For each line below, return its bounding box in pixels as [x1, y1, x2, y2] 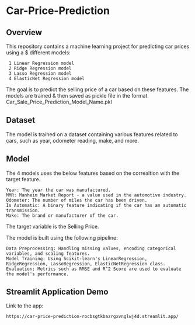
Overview [6, 27, 43, 37]
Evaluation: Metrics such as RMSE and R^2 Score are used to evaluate [6, 266, 182, 272]
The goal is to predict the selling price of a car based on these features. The [6, 86, 189, 93]
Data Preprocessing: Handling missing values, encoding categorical [6, 246, 176, 251]
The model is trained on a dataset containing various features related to [6, 130, 178, 138]
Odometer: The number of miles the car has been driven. [6, 197, 148, 203]
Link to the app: [6, 302, 44, 309]
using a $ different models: [6, 49, 71, 56]
